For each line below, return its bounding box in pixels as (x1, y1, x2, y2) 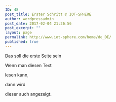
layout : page (5, 30, 32, 35)
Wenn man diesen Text (5, 62, 52, 68)
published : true (5, 39, 39, 44)
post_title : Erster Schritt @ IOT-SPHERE (5, 12, 92, 17)
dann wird (5, 81, 26, 87)
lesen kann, (5, 72, 29, 78)
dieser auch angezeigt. (5, 91, 52, 97)
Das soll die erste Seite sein (5, 53, 62, 59)
